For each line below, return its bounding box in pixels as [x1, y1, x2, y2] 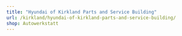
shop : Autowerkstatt [6, 20, 59, 26]
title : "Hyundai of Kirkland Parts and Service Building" [6, 9, 157, 15]
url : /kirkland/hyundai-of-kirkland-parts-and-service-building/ [6, 15, 176, 21]
